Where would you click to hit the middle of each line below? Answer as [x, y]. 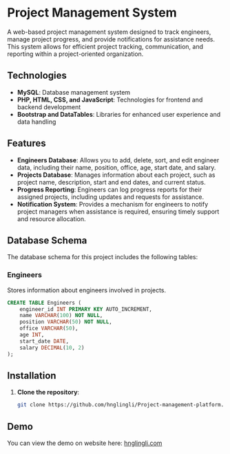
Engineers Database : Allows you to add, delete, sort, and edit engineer [118, 160]
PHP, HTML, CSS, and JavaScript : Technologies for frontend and [110, 100]
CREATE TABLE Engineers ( [44, 303]
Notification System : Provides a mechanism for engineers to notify [113, 204]
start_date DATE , [44, 341]
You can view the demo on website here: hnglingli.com [85, 443]
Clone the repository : [48, 392]
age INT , [32, 335]
